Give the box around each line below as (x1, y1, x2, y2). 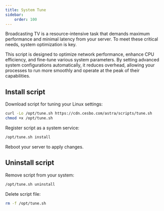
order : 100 (14, 17, 37, 22)
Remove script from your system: (5, 172, 75, 178)
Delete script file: (5, 191, 41, 197)
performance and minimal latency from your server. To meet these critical (5, 36, 158, 42)
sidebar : (5, 12, 24, 17)
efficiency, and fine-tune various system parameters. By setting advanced (5, 57, 159, 63)
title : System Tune (5, 7, 46, 13)
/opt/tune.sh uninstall (5, 182, 56, 187)
